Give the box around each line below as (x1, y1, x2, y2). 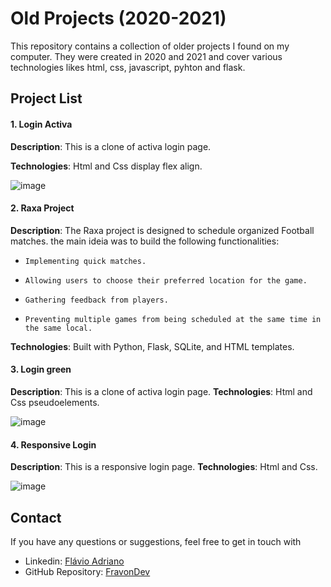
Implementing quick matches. (24, 256, 147, 266)
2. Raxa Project (10, 202, 75, 214)
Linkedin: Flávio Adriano (24, 555, 125, 567)
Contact (10, 509, 62, 526)
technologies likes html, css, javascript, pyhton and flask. (10, 61, 246, 73)
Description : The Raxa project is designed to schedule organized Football (10, 224, 315, 236)
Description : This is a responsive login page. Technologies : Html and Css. (10, 461, 318, 473)
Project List (10, 90, 83, 107)
